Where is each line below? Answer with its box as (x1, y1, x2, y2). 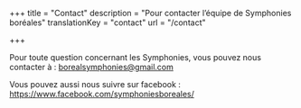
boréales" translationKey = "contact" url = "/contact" (9, 17, 206, 28)
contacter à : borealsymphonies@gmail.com (9, 62, 174, 72)
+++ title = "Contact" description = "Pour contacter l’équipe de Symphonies (9, 8, 292, 18)
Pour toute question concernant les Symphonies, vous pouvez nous (9, 52, 262, 62)
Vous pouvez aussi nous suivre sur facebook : (9, 79, 181, 89)
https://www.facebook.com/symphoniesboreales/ (9, 89, 194, 99)
